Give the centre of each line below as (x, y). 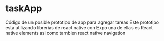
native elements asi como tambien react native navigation (65, 33)
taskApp (24, 9)
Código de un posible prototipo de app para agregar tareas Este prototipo (82, 22)
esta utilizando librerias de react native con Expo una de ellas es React (79, 27)
